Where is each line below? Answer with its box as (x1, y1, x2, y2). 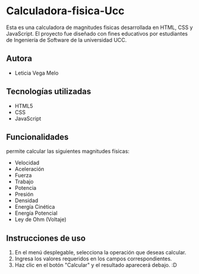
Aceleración (14, 165, 44, 173)
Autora (6, 53, 33, 63)
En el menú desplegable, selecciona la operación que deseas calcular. (14, 249, 187, 256)
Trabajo (14, 178, 34, 185)
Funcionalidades (6, 132, 69, 142)
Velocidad (14, 159, 40, 167)
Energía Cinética (14, 203, 55, 211)
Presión (14, 191, 34, 198)
